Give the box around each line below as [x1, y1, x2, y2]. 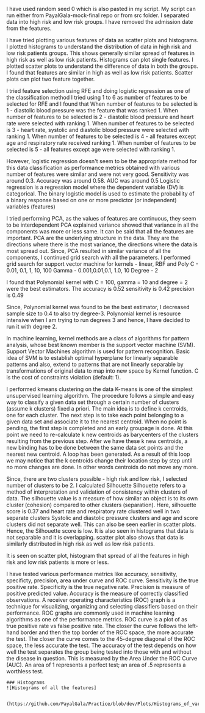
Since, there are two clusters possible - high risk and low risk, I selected [6, 475, 187, 482]
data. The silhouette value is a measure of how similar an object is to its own [6, 495, 198, 502]
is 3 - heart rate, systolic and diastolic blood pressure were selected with [6, 126, 190, 133]
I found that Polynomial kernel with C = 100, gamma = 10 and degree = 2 [6, 279, 188, 286]
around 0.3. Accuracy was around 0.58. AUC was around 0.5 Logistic [6, 177, 180, 184]
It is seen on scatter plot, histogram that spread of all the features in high [6, 552, 189, 559]
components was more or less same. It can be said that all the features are [6, 228, 194, 235]
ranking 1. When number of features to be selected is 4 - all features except [6, 133, 196, 140]
